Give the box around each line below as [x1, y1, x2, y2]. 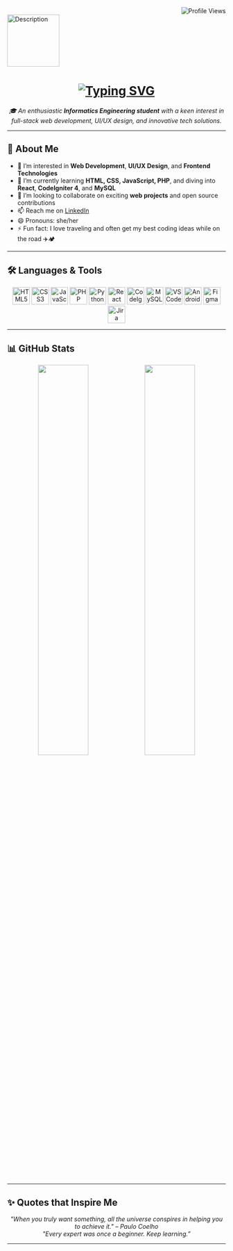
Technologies [17, 169, 58, 177]
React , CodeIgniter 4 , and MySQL [17, 183, 116, 192]
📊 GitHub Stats [7, 342, 75, 354]
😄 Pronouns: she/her [17, 216, 78, 224]
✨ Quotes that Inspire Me [7, 1196, 118, 1208]
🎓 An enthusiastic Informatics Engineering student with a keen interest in [9, 106, 224, 115]
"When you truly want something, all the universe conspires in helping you [10, 1215, 223, 1223]
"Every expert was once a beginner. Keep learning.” [42, 1229, 191, 1238]
